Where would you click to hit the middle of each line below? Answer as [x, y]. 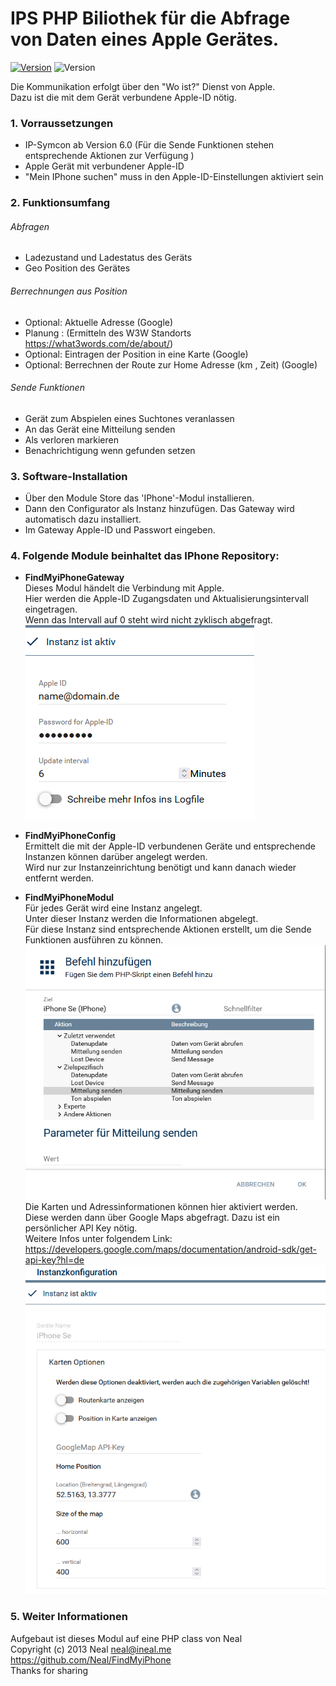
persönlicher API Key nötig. [81, 1228]
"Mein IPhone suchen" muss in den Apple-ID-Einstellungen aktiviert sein [174, 177]
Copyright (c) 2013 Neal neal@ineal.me [91, 1649]
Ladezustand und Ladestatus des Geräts [108, 258]
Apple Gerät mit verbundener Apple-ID [104, 166]
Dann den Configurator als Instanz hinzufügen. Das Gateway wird [159, 509]
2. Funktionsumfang [60, 203]
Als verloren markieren [71, 439]
